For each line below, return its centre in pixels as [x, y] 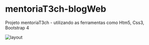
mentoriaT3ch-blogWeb [56, 9]
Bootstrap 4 [17, 27]
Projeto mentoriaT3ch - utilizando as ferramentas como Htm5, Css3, [75, 22]
